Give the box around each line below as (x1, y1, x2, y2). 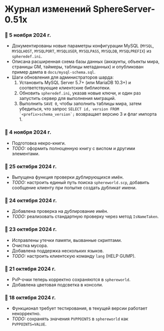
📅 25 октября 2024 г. (4, 163, 57, 170)
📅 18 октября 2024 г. (4, 294, 56, 301)
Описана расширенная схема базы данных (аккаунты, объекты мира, (11, 58, 160, 65)
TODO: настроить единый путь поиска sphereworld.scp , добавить (11, 180, 150, 186)
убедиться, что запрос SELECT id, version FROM (19, 106, 120, 112)
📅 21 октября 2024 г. (4, 265, 56, 272)
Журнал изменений (4, 3, 91, 15)
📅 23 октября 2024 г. (4, 226, 57, 233)
